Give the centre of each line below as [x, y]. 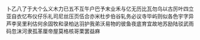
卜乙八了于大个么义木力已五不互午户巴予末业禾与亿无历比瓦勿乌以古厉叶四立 [100, 9]
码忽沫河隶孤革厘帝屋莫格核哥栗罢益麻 [53, 31]
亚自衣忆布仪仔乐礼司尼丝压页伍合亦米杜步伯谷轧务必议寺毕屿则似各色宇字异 [100, 16]
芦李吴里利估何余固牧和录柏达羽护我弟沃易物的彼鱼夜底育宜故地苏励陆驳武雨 [100, 24]
